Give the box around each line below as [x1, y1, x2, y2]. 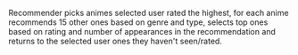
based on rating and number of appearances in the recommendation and [8, 27, 276, 36]
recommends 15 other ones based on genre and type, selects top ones [8, 17, 269, 27]
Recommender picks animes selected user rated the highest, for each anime [8, 8, 289, 18]
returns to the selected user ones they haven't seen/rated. [8, 35, 222, 46]
